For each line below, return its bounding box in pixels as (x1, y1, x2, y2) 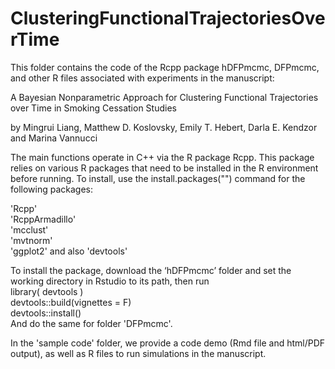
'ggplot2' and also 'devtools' (10, 245, 128, 257)
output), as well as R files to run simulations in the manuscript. (10, 347, 267, 359)
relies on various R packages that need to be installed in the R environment (10, 162, 319, 174)
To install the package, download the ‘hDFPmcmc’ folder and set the (10, 264, 292, 276)
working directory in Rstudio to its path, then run (10, 275, 210, 287)
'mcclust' (10, 223, 49, 236)
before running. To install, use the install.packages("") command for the (10, 172, 306, 184)
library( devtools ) (10, 285, 84, 297)
